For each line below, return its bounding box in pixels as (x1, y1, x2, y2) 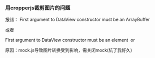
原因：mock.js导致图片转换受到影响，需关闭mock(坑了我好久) (5, 47, 132, 53)
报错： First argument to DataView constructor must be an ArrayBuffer (5, 16, 150, 23)
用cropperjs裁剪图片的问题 (5, 4, 70, 11)
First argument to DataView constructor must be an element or (5, 37, 135, 43)
